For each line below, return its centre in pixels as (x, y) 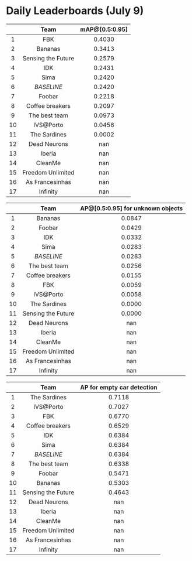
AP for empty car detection (119, 387)
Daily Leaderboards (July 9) (75, 11)
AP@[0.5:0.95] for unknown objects (132, 208)
